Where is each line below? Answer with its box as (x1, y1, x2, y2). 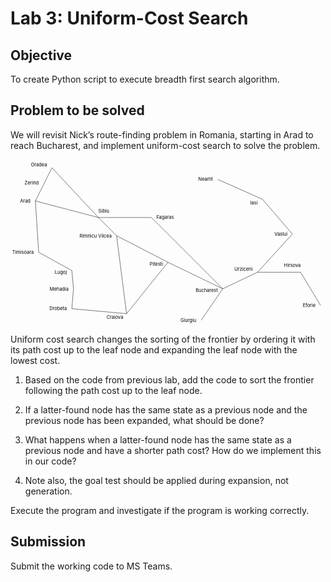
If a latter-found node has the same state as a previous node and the (24, 404, 308, 416)
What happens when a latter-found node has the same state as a (24, 434, 292, 446)
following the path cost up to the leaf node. (24, 385, 203, 397)
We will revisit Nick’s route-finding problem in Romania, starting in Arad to (10, 128, 314, 141)
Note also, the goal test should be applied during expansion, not (24, 475, 289, 487)
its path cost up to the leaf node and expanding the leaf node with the (10, 344, 298, 356)
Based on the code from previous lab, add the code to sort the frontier (24, 374, 315, 386)
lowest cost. (10, 355, 61, 367)
